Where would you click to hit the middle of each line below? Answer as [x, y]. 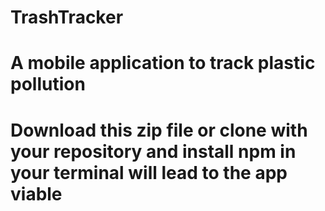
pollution [48, 84]
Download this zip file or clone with [159, 130]
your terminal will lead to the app [149, 172]
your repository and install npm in [153, 151]
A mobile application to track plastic [163, 63]
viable [36, 193]
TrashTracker [67, 17]
